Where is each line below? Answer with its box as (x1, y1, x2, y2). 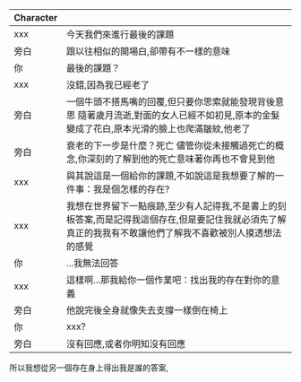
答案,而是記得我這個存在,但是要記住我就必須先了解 (74, 213, 287, 225)
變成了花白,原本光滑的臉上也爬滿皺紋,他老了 (65, 123, 251, 135)
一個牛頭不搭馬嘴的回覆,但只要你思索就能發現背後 (65, 96, 276, 108)
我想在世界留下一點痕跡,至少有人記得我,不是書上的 (65, 200, 278, 212)
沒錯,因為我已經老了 (65, 79, 150, 91)
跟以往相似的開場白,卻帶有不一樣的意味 (65, 45, 231, 57)
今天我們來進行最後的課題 (65, 29, 175, 40)
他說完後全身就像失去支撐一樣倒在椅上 (65, 304, 228, 317)
